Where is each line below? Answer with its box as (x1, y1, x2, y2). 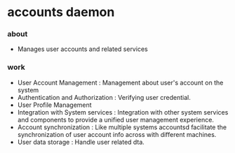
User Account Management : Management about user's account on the (17, 78, 224, 87)
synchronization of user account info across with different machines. (17, 130, 217, 138)
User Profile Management (17, 101, 93, 109)
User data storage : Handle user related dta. (17, 138, 145, 146)
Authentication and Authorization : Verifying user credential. (17, 93, 191, 101)
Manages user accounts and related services (17, 45, 149, 53)
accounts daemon (7, 4, 115, 20)
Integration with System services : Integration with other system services (17, 108, 229, 116)
